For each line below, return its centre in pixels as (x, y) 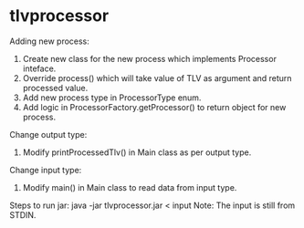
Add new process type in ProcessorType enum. (112, 98)
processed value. (55, 88)
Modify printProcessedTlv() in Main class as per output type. (137, 152)
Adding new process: (49, 41)
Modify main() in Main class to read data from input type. (130, 187)
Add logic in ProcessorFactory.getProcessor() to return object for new (154, 107)
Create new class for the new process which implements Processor (149, 58)
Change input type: (46, 170)
